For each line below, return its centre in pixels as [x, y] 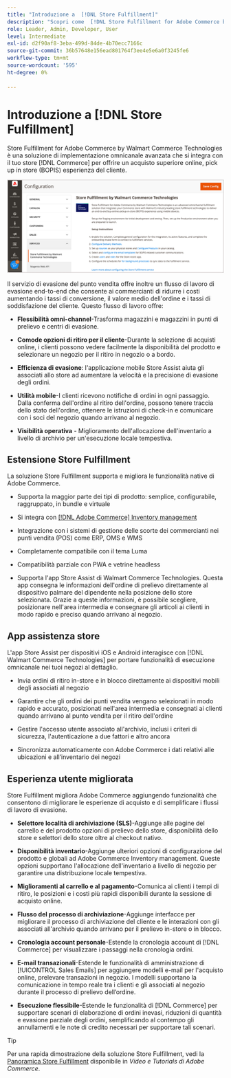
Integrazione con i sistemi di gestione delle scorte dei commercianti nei [118, 531]
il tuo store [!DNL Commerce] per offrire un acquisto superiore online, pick [112, 163]
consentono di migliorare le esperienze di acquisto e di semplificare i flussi [113, 802]
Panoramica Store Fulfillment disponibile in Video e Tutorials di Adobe [106, 1061]
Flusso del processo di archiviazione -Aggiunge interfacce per [106, 914]
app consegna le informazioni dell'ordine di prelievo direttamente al [112, 585]
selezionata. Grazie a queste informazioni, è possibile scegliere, [107, 600]
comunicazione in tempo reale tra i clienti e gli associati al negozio [111, 984]
